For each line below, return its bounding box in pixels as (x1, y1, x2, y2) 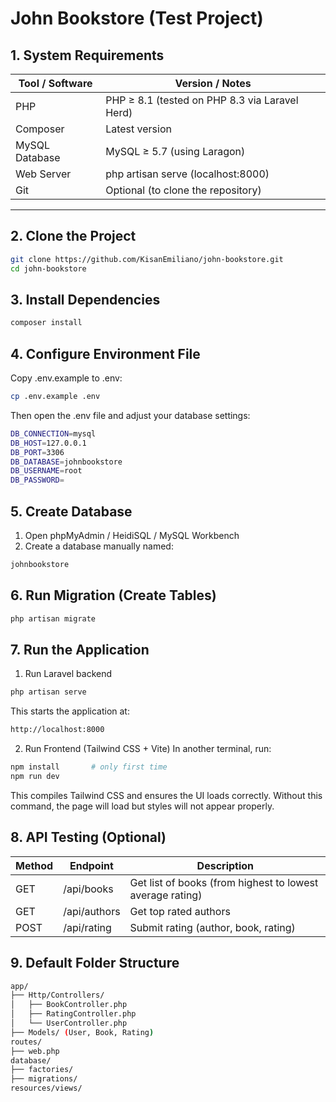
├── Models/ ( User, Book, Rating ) (10, 1027, 155, 1037)
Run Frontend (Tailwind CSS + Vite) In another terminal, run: (24, 743, 272, 755)
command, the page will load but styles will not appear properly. (10, 800, 275, 812)
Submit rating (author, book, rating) (129, 920, 296, 934)
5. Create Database (10, 503, 133, 520)
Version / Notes (174, 77, 252, 90)
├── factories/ (10, 1065, 74, 1075)
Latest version (105, 122, 172, 136)
